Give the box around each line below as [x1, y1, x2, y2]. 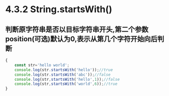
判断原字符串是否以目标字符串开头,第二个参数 [5, 25, 149, 34]
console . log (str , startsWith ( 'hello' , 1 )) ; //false [14, 77, 120, 82]
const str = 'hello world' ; [14, 62, 70, 68]
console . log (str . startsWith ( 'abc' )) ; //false [14, 72, 111, 77]
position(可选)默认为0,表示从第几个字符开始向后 [5, 35, 158, 43]
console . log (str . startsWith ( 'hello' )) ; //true [14, 67, 113, 72]
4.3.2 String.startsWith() [5, 4, 112, 15]
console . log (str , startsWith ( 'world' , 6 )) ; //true [14, 81, 117, 87]
